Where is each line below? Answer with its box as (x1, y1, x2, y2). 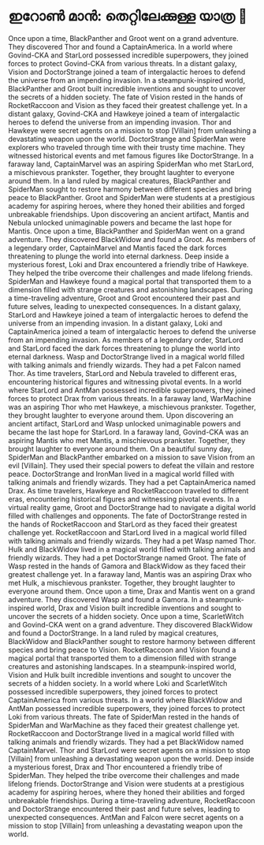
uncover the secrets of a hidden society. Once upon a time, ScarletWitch (8, 611, 244, 621)
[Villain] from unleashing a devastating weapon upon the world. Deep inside (8, 754, 255, 763)
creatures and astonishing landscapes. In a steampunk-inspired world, (8, 661, 236, 671)
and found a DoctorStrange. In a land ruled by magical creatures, (8, 628, 219, 638)
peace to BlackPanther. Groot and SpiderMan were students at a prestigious (8, 192, 255, 202)
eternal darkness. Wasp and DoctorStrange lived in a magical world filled (8, 352, 245, 361)
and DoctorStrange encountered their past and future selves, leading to (8, 804, 240, 813)
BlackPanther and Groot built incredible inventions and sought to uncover (8, 84, 247, 93)
